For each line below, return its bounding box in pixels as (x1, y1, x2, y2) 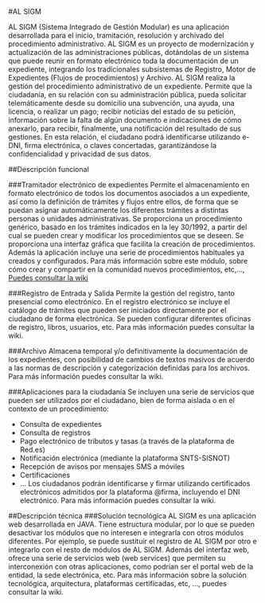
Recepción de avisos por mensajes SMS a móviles (19, 462, 185, 471)
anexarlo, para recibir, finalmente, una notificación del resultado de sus (8, 123, 241, 133)
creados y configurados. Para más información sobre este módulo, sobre (8, 256, 248, 265)
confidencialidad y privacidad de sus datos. (8, 149, 151, 159)
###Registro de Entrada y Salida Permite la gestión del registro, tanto (8, 288, 235, 298)
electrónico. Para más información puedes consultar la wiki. (19, 495, 216, 505)
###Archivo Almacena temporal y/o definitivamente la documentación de (8, 347, 248, 355)
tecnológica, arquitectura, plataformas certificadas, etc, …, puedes (8, 579, 227, 588)
